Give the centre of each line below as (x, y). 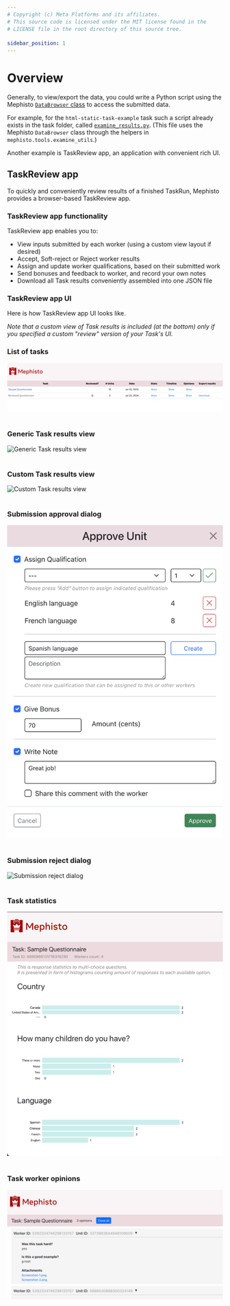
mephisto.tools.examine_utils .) (52, 140)
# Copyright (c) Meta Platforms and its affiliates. (84, 14)
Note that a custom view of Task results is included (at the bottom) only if (111, 326)
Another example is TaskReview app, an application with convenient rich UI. (114, 153)
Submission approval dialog (54, 514)
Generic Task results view (51, 434)
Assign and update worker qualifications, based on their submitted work (118, 266)
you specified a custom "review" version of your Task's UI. (90, 334)
